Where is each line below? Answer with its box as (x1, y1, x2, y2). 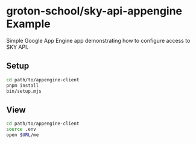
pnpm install (6, 83, 39, 89)
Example (6, 17, 51, 31)
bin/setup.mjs (6, 88, 42, 94)
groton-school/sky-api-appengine (6, 4, 183, 18)
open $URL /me (6, 131, 39, 138)
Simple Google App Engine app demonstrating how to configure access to (6, 37, 191, 44)
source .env (6, 127, 36, 133)
